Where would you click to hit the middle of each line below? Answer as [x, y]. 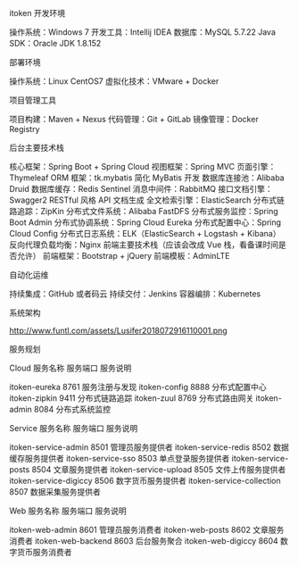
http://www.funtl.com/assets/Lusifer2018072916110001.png [118, 330]
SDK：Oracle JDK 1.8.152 [55, 43]
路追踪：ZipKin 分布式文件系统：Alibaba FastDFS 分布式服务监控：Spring [144, 211]
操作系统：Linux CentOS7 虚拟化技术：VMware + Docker [114, 81]
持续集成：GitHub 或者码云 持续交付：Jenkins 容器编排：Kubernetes [135, 294]
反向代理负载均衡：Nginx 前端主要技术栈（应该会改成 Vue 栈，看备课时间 [144, 245]
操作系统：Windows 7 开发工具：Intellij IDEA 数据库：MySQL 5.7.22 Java [143, 32]
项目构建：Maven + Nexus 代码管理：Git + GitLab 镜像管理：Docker [134, 119]
